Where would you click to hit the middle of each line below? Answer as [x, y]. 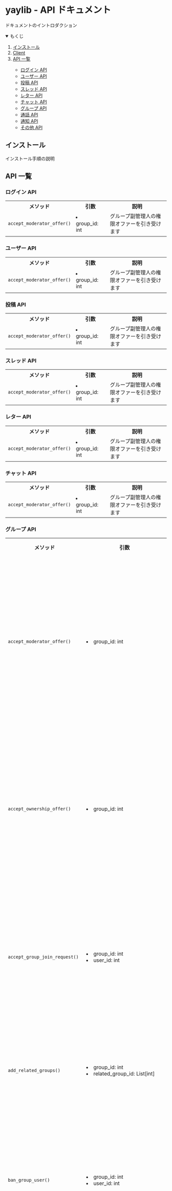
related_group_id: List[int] [124, 1074]
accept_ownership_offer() [39, 809]
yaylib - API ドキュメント [58, 10]
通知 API [29, 121]
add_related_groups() [34, 1070]
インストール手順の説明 [30, 158]
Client [19, 53]
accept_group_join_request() [43, 957]
